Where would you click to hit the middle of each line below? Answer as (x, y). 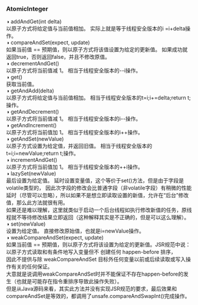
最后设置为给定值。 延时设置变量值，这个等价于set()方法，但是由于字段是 (95, 181)
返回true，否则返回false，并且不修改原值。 (58, 57)
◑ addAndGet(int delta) (34, 22)
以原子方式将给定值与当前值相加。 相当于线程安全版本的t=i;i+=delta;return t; (98, 98)
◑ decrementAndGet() (33, 64)
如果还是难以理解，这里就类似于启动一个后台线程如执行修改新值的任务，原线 (99, 210)
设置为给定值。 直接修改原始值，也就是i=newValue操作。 (75, 231)
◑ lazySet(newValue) (31, 174)
